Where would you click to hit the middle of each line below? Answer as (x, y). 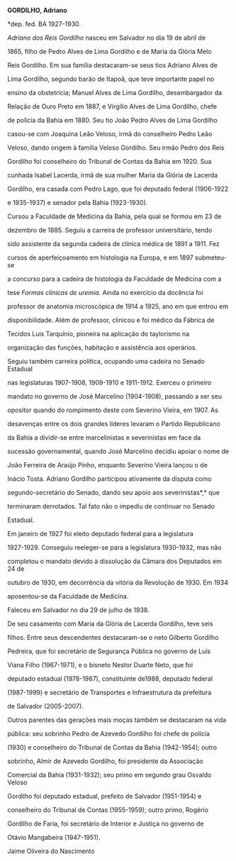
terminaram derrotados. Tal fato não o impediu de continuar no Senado (111, 506)
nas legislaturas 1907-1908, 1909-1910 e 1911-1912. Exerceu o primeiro (109, 383)
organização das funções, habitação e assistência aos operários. (102, 348)
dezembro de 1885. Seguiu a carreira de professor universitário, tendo (110, 230)
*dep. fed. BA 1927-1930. (44, 24)
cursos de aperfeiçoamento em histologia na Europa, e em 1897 (100, 257)
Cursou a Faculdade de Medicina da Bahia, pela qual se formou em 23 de (114, 216)
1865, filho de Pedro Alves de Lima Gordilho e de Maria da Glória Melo (109, 51)
